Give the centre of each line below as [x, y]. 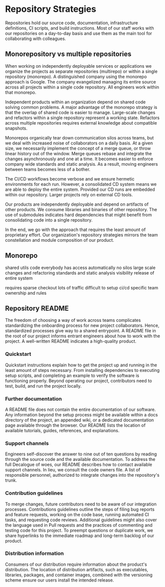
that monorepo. [21, 92]
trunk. [11, 480]
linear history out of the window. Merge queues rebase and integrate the [79, 153]
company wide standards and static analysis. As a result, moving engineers [82, 164]
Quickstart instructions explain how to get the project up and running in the [81, 365]
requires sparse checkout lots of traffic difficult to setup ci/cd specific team [82, 287]
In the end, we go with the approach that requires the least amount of [76, 229]
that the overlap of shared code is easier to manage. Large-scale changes [80, 112]
